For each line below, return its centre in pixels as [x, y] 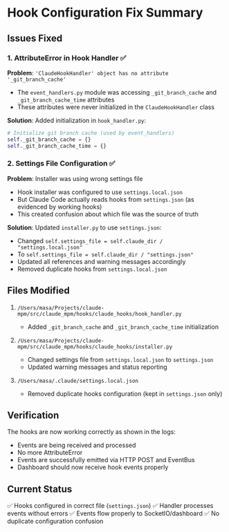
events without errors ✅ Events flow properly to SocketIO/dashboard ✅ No [113, 513]
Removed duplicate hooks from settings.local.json [92, 269]
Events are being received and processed [76, 445]
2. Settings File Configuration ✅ [61, 164]
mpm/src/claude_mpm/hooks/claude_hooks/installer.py [95, 347]
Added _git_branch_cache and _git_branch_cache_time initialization [123, 327]
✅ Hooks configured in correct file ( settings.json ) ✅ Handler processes [110, 506]
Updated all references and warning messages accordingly [101, 261]
